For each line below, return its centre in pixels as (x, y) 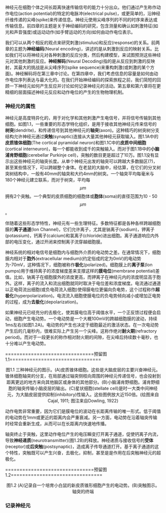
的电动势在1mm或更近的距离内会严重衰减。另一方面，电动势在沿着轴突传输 (81, 417)
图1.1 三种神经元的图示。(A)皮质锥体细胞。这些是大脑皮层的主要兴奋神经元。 (83, 370)
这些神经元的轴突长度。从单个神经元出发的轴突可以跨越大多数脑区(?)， (86, 161)
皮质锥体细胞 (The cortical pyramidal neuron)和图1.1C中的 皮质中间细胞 (76, 143)
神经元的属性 (21, 106)
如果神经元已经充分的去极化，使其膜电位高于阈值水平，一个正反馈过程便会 (81, 313)
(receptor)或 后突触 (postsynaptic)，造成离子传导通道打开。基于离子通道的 (80, 447)
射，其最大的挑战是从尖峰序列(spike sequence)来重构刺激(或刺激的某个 (78, 67)
